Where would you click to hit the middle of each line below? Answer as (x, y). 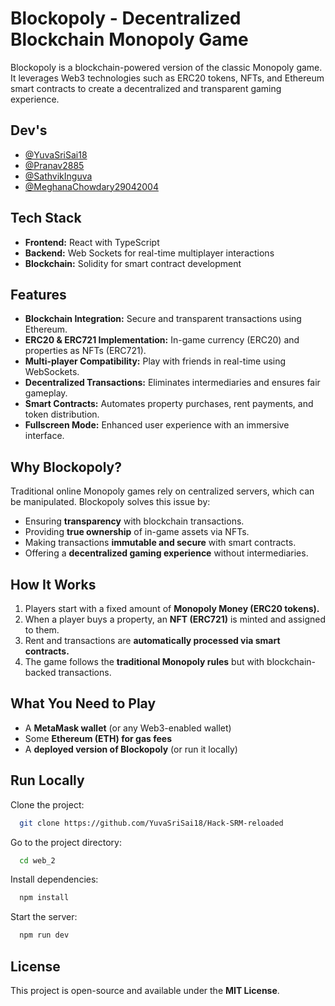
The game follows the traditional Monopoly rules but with (144, 661)
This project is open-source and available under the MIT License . (145, 990)
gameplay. (46, 393)
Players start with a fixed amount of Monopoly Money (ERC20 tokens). (172, 608)
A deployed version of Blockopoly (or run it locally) (131, 749)
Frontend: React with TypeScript (92, 242)
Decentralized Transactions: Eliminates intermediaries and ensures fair (172, 383)
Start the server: (44, 917)
